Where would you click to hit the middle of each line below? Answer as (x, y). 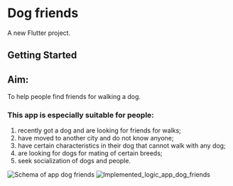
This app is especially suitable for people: (81, 115)
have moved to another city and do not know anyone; (96, 138)
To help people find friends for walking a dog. (74, 97)
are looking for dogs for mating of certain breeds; (90, 153)
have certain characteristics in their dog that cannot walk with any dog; (121, 146)
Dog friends (43, 13)
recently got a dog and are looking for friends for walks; (99, 130)
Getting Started (42, 55)
